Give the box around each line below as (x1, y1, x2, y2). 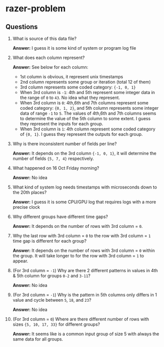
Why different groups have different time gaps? (12, 214, 108, 220)
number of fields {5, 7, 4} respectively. (12, 156, 94, 161)
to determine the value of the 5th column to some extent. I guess (20, 116, 151, 121)
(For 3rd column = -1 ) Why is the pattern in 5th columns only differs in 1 (12, 292, 157, 298)
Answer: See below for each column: (12, 64, 89, 70)
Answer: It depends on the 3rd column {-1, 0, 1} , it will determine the (12, 151, 157, 156)
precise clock (12, 204, 40, 210)
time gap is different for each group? (12, 238, 87, 244)
